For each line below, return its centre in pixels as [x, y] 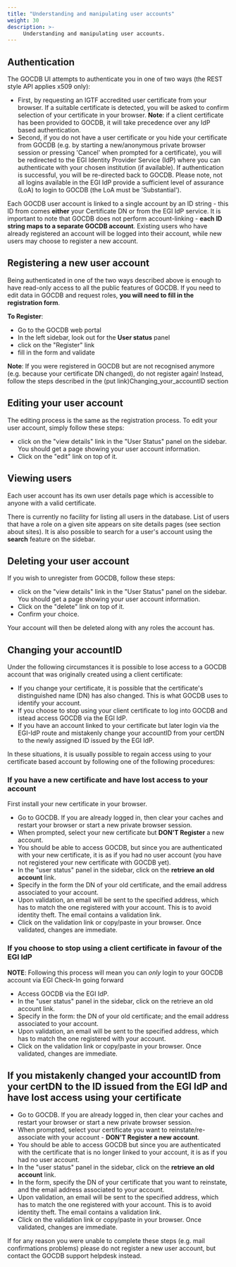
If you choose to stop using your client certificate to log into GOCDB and [122, 711]
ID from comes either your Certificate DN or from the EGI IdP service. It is [114, 211]
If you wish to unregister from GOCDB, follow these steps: [91, 578]
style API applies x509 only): [49, 87]
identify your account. [50, 703]
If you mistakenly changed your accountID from [114, 1076]
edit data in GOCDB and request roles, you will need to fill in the [101, 295]
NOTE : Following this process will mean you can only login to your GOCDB [115, 972]
